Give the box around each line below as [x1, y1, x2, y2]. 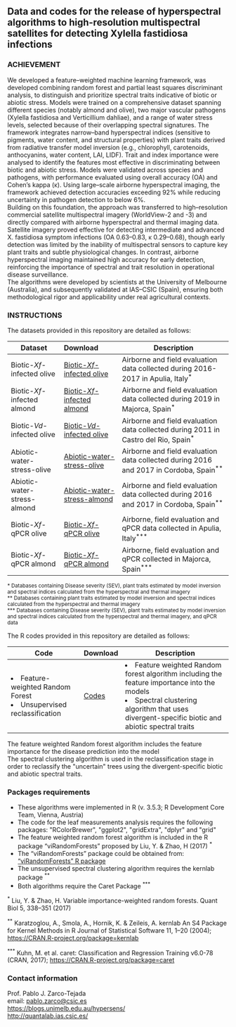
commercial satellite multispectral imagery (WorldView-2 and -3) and [7, 210, 207, 219]
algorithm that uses [125, 704, 189, 714]
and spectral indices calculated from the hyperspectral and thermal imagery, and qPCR [7, 612, 217, 620]
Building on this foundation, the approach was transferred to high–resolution [7, 203, 228, 211]
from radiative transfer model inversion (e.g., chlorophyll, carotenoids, [7, 143, 210, 151]
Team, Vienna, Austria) [17, 811, 84, 819]
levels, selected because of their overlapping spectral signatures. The [7, 120, 209, 129]
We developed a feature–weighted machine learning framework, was [7, 75, 206, 84]
